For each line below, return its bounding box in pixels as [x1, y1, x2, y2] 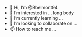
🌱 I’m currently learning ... [9, 15, 63, 21]
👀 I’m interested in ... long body [9, 10, 74, 16]
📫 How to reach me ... [9, 26, 56, 32]
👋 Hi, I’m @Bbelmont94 [9, 5, 58, 10]
